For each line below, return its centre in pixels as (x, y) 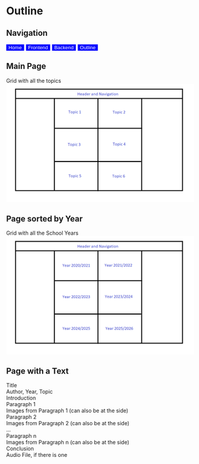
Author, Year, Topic (29, 392)
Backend (64, 48)
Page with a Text (38, 371)
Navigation (27, 33)
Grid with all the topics (34, 80)
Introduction (21, 398)
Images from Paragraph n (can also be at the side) (68, 443)
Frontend (38, 48)
